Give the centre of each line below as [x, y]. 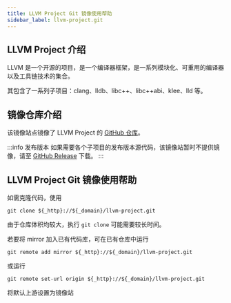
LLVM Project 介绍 [47, 49]
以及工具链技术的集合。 [40, 76]
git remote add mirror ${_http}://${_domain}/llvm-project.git [100, 252]
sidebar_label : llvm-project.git [55, 20]
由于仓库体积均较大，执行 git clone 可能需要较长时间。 [86, 224]
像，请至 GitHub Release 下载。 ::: [56, 156]
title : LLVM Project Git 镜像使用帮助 [60, 13]
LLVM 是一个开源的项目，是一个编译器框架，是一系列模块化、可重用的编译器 [116, 68]
